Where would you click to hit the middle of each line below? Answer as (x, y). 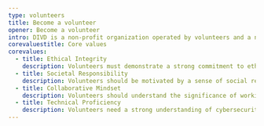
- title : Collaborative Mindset (68, 88)
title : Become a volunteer (52, 23)
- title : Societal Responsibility (71, 74)
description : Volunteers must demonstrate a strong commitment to (133, 67)
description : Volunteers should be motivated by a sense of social (135, 81)
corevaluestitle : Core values (58, 45)
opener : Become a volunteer (54, 30)
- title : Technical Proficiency (68, 103)
